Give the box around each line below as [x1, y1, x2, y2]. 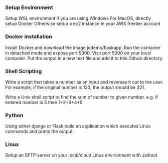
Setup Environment [5, 4, 54, 11]
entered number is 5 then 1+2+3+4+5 [5, 99, 83, 105]
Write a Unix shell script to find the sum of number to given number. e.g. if [5, 94, 158, 100]
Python [5, 111, 24, 118]
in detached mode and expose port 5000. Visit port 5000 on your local [5, 49, 151, 56]
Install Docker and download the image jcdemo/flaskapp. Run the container [5, 44, 161, 50]
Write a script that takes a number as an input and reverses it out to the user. [5, 79, 163, 85]
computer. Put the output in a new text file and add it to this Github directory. [5, 55, 163, 61]
